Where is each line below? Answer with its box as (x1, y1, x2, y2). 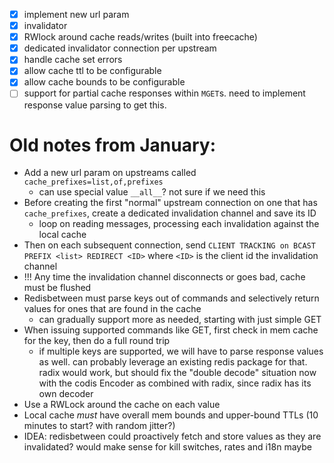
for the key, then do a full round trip (23, 335, 171, 347)
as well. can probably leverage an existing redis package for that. (38, 356, 308, 368)
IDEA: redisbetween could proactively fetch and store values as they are (23, 430, 322, 443)
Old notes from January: (9, 134, 217, 156)
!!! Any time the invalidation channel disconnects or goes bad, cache (23, 271, 306, 283)
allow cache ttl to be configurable (23, 65, 162, 77)
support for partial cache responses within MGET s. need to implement (23, 87, 306, 99)
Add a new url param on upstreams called (23, 167, 197, 179)
